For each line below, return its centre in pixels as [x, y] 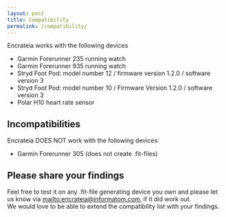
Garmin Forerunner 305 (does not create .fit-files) [87, 154]
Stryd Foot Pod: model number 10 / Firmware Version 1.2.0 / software [115, 88]
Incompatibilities [44, 124]
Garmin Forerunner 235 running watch [71, 59]
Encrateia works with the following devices [68, 46]
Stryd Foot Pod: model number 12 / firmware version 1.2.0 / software [114, 73]
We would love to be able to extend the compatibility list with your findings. [113, 206]
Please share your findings [66, 175]
